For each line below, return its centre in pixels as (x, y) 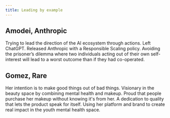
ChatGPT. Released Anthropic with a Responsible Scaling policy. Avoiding (83, 49)
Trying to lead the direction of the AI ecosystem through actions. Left (78, 43)
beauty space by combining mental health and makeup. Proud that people (83, 93)
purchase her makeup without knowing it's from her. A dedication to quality (85, 99)
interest (13, 60)
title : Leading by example (34, 10)
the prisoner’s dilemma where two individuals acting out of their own (78, 54)
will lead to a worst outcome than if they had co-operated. (83, 60)
